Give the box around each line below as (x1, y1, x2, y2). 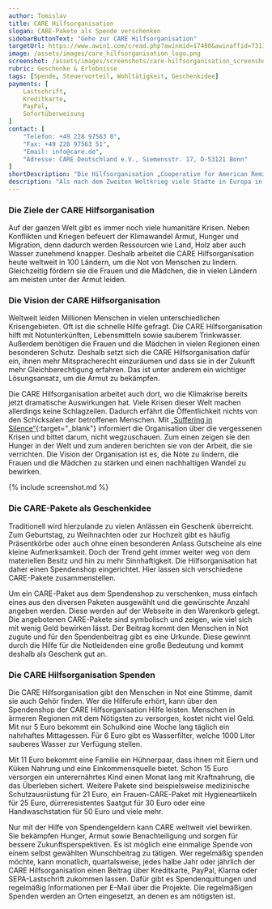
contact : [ (8, 125, 45, 133)
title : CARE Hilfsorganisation (8, 19, 114, 28)
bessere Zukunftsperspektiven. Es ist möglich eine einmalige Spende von (8, 840, 253, 850)
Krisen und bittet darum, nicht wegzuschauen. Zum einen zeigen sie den (8, 432, 250, 442)
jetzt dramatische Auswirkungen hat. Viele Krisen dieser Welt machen (8, 398, 241, 408)
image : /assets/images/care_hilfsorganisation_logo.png (8, 49, 201, 58)
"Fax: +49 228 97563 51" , (23, 139, 111, 148)
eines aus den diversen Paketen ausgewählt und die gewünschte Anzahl (8, 597, 250, 607)
